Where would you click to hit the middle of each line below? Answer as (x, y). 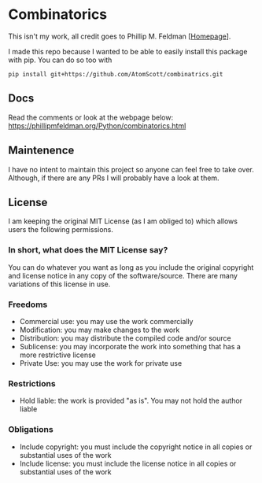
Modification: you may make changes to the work (100, 330)
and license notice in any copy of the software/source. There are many (123, 275)
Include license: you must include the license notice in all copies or (128, 463)
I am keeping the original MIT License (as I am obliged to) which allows (123, 221)
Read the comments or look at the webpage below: (91, 117)
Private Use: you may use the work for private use (101, 363)
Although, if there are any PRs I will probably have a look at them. (114, 178)
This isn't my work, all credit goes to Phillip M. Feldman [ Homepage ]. (120, 36)
